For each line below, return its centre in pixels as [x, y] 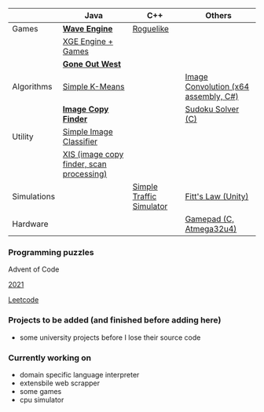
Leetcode [24, 300]
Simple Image [88, 131]
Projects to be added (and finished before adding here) [115, 320]
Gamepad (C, [209, 219]
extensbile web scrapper [60, 383]
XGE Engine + [88, 41]
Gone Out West [92, 64]
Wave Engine [88, 29]
